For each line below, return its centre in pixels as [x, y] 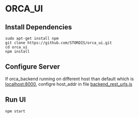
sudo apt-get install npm [32, 38]
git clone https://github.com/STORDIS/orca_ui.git [59, 43]
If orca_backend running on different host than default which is [69, 79]
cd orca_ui [16, 47]
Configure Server [33, 67]
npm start [15, 111]
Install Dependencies [38, 27]
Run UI [16, 100]
